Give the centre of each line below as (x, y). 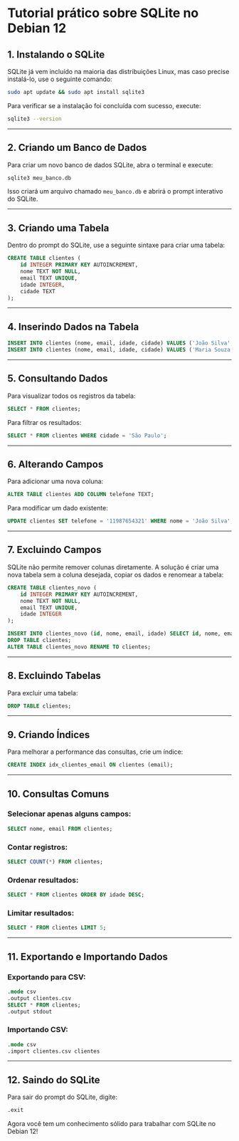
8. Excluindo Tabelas (54, 676)
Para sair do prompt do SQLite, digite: (63, 1097)
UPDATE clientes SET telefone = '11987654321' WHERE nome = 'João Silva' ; (121, 521)
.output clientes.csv (39, 998)
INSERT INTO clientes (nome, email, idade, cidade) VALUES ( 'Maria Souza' (121, 350)
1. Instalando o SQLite (56, 54)
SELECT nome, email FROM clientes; (60, 829)
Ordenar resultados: (43, 880)
